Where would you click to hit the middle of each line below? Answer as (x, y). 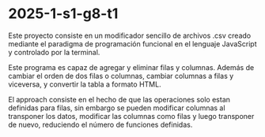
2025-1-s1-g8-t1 (63, 14)
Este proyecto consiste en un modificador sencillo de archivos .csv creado (130, 35)
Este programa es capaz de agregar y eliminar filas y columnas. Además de (131, 67)
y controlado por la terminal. (54, 52)
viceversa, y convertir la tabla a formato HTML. (85, 84)
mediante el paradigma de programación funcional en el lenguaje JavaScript (132, 43)
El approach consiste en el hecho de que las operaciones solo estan (119, 99)
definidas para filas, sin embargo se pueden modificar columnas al (117, 108)
